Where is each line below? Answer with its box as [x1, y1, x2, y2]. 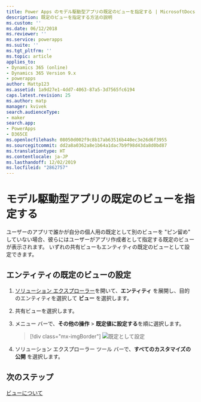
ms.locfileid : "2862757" [6, 165, 68, 171]
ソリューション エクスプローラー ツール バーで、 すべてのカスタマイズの [14, 345, 191, 352]
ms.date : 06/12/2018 [6, 25, 58, 32]
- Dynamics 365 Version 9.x [6, 70, 77, 76]
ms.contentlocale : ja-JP [6, 153, 68, 159]
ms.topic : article [6, 53, 52, 59]
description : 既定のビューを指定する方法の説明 [6, 14, 112, 20]
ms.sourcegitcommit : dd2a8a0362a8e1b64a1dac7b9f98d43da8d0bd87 [6, 142, 167, 149]
